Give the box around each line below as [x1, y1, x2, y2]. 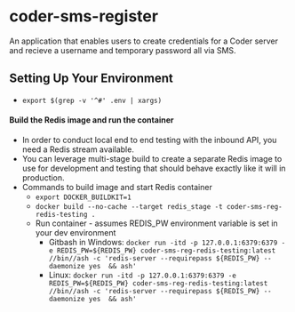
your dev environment [35, 227, 116, 237]
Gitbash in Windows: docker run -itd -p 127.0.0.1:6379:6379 [48, 236, 278, 247]
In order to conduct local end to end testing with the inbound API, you [21, 134, 277, 145]
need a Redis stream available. [21, 144, 135, 155]
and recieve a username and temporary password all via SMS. [9, 44, 237, 55]
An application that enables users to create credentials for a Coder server [9, 36, 278, 46]
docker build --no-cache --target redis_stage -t [35, 202, 224, 211]
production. [21, 172, 65, 183]
